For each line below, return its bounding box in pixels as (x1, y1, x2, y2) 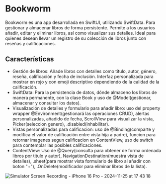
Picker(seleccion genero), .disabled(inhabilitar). (12, 121, 110, 127)
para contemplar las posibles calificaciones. (12, 142, 103, 148)
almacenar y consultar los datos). (12, 100, 81, 106)
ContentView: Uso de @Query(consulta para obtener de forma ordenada (12, 147, 162, 153)
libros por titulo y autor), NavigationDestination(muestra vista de (12, 153, 144, 159)
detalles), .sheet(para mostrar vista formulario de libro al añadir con (12, 158, 151, 164)
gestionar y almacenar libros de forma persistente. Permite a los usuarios (5, 24, 155, 30)
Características (5, 55, 54, 64)
